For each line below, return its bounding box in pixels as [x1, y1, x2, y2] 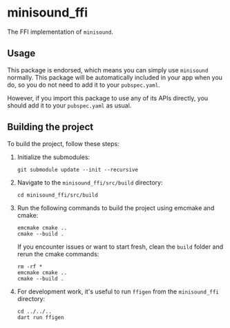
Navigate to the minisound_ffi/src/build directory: [17, 178, 163, 187]
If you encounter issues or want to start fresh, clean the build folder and [17, 243, 224, 251]
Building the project [7, 121, 94, 133]
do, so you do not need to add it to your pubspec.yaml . [7, 81, 160, 89]
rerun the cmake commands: [17, 249, 99, 258]
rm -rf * [17, 263, 43, 270]
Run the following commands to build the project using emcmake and [17, 203, 215, 212]
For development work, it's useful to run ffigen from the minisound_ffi [17, 287, 220, 296]
